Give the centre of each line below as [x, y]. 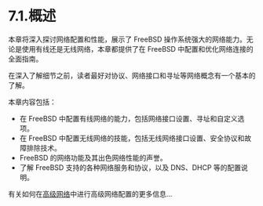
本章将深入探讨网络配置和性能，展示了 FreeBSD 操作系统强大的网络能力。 [128, 39]
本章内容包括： [32, 102]
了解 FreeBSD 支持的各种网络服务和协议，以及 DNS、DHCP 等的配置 [130, 167]
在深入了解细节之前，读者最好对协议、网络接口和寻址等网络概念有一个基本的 [132, 75]
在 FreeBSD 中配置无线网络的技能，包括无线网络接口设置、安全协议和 [132, 138]
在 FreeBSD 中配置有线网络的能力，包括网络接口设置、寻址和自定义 [128, 118]
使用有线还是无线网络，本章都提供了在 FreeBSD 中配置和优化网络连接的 [137, 49]
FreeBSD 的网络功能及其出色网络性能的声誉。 [93, 157]
